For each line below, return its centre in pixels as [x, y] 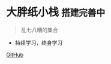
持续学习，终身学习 [39, 42]
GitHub [15, 54]
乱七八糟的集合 [39, 30]
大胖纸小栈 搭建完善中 [56, 12]
